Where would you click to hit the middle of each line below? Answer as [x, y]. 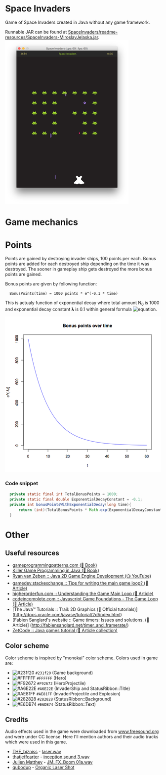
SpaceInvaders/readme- [93, 32]
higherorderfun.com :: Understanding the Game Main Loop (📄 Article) [83, 593]
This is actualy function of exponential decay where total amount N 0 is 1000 [82, 303]
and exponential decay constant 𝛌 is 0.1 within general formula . [81, 309]
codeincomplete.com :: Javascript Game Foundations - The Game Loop [85, 598]
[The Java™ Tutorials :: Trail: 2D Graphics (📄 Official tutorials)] [75, 609]
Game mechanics [41, 222]
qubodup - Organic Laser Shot [43, 768]
